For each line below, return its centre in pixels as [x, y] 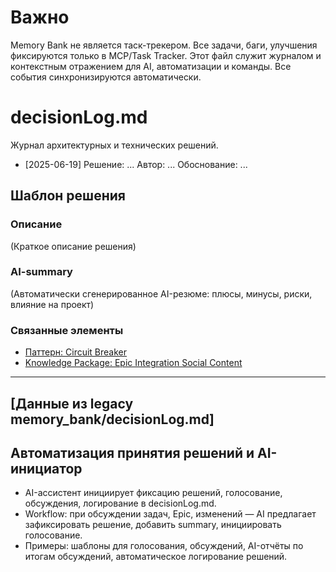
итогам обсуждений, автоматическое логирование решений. [156, 557]
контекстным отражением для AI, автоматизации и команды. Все [151, 66]
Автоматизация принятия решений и [132, 452]
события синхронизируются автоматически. [106, 77]
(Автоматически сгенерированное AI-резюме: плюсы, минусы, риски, [161, 293]
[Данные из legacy [72, 403]
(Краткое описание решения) [73, 246]
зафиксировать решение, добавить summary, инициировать [153, 525]
